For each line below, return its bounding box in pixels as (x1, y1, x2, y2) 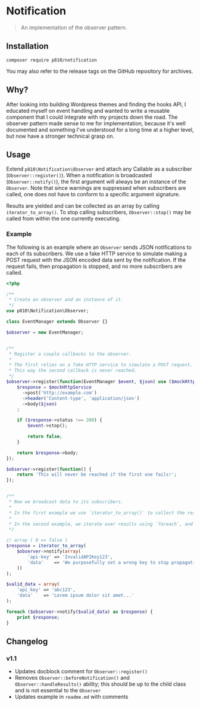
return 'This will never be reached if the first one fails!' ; (17, 471, 177, 478)
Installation (6, 41, 49, 51)
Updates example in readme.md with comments (14, 693, 129, 701)
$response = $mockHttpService (17, 384, 92, 390)
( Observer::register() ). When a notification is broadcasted (6, 172, 152, 179)
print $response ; (17, 614, 60, 620)
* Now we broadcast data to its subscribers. (8, 499, 124, 505)
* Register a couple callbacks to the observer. (8, 351, 132, 357)
